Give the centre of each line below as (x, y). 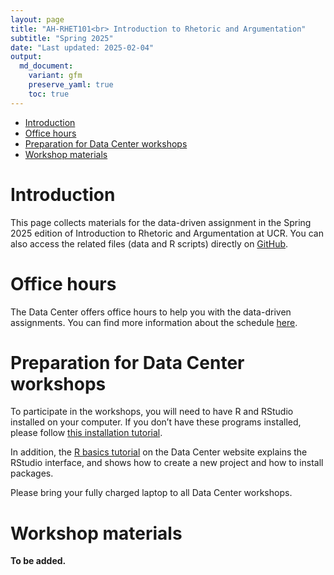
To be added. (38, 561)
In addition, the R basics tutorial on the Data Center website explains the (159, 452)
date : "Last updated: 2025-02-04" (82, 47)
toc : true (49, 94)
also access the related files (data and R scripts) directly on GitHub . (149, 243)
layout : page (37, 19)
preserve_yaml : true (71, 85)
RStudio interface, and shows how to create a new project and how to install (167, 463)
